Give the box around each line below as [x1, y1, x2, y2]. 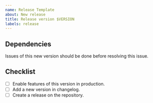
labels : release [5, 21, 39, 26]
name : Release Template [5, 7, 55, 12]
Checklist [5, 67, 36, 76]
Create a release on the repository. [12, 92, 84, 98]
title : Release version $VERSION [5, 16, 75, 21]
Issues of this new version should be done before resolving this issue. [5, 53, 149, 59]
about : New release [5, 12, 46, 17]
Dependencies [5, 39, 51, 48]
